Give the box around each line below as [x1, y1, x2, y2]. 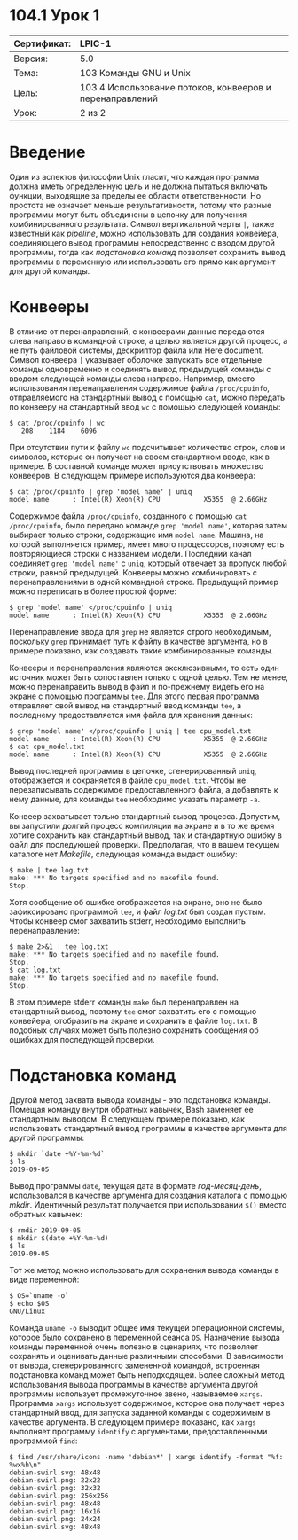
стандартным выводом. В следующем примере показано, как [9, 1114, 246, 1124]
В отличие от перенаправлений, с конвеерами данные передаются [9, 325, 265, 337]
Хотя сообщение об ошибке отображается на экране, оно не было [9, 896, 263, 907]
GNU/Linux [9, 1307, 46, 1316]
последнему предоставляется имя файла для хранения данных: [9, 709, 253, 720]
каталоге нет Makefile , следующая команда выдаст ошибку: [9, 848, 238, 859]
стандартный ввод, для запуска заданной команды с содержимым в [9, 1407, 271, 1418]
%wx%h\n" [9, 1460, 42, 1469]
